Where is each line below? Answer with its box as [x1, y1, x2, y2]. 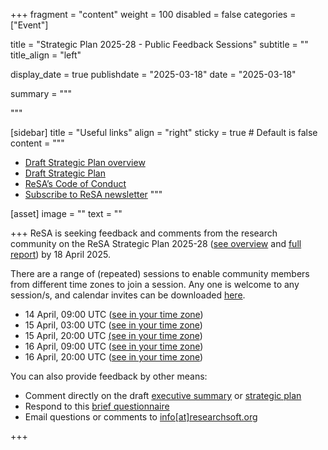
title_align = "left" [10, 49, 82, 61]
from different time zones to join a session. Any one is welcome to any [10, 279, 300, 290]
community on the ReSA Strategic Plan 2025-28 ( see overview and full [10, 238, 302, 249]
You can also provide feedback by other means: [10, 370, 208, 382]
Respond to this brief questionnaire [24, 400, 170, 412]
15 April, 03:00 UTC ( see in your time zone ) [24, 319, 203, 331]
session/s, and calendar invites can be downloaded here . [10, 289, 246, 301]
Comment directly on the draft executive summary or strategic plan [24, 390, 302, 401]
